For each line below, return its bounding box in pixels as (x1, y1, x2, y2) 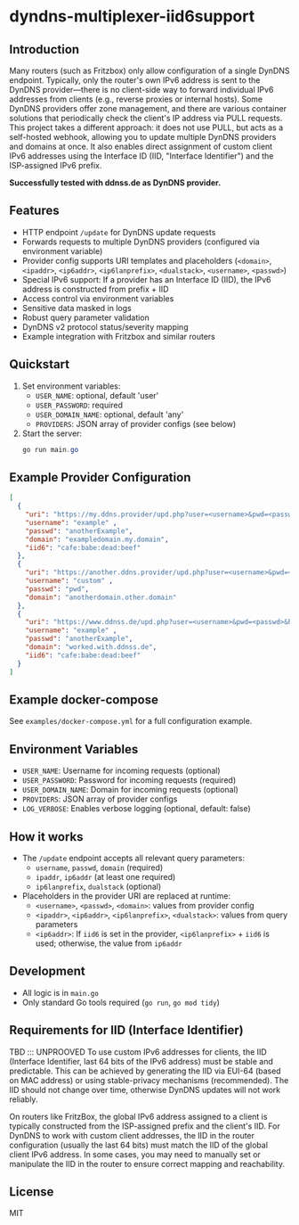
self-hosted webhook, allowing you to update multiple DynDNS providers (9, 132, 277, 142)
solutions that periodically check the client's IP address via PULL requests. (9, 113, 283, 123)
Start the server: (21, 428, 83, 439)
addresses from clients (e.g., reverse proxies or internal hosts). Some (9, 94, 263, 104)
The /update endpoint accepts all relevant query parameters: (21, 853, 246, 863)
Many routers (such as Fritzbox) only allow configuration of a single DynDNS (9, 65, 291, 76)
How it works (9, 829, 84, 844)
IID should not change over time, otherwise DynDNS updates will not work (9, 1084, 281, 1095)
